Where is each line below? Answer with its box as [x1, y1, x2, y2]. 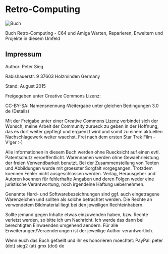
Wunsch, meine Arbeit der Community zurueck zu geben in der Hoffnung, [5, 123, 159, 129]
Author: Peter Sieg [5, 63, 44, 69]
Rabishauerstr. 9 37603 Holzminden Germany [5, 73, 100, 79]
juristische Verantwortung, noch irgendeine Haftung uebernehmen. [5, 181, 145, 187]
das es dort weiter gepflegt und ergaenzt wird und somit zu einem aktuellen [5, 128, 163, 134]
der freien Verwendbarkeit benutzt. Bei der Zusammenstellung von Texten [5, 160, 159, 166]
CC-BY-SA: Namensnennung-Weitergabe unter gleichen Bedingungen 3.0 [5, 103, 159, 109]
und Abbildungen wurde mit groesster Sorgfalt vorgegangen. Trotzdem [5, 165, 153, 171]
